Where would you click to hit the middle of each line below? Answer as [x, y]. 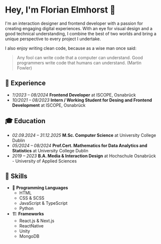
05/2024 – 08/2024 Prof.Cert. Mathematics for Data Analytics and [80, 146]
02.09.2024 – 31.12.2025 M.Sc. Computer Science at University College [84, 135]
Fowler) [24, 68]
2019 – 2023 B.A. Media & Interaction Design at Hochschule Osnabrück [84, 156]
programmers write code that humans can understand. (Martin [79, 63]
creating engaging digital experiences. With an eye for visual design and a [79, 28]
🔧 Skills [16, 176]
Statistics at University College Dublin [50, 150]
